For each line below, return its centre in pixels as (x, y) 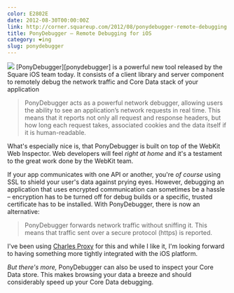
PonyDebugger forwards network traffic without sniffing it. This (116, 225)
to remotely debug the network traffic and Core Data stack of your (103, 82)
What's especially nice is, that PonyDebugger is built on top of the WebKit (114, 146)
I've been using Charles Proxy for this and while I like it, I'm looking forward (116, 246)
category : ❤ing (29, 40)
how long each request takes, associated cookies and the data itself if (125, 125)
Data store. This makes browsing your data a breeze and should (99, 274)
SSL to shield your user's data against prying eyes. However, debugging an (116, 182)
